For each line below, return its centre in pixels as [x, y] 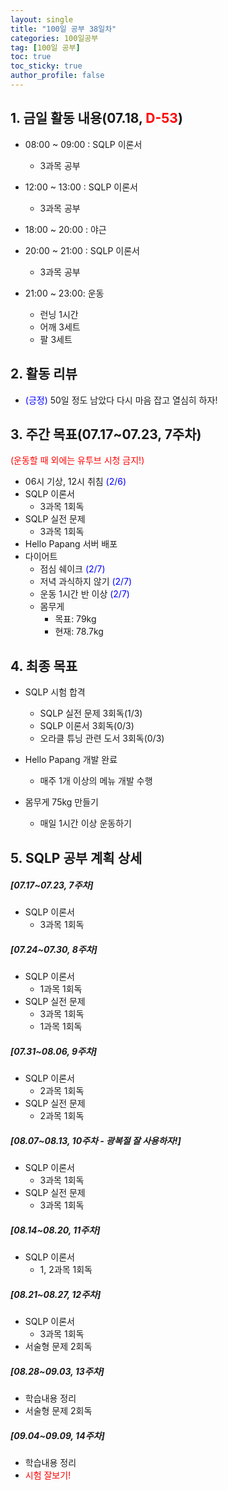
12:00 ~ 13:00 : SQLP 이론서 [81, 187]
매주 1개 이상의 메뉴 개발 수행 [96, 781]
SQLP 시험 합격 [55, 692]
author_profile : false [57, 76]
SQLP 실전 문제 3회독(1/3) [91, 713]
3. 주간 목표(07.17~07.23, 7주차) [106, 434]
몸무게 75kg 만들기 [61, 802]
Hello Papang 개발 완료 [71, 760]
